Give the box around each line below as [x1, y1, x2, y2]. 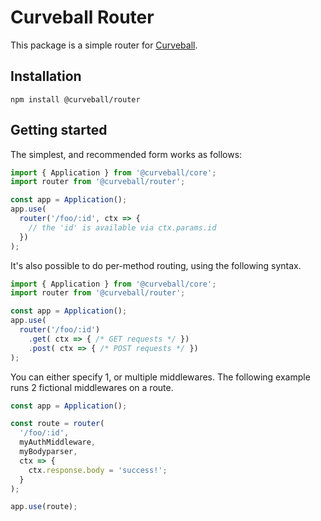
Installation [10, 68, 82, 85]
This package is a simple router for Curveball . [10, 39, 198, 51]
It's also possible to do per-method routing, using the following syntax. [10, 259, 302, 271]
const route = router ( [10, 419, 105, 429]
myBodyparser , [19, 447, 78, 457]
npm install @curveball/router [10, 94, 141, 105]
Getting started [10, 122, 108, 139]
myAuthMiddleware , [19, 437, 97, 448]
